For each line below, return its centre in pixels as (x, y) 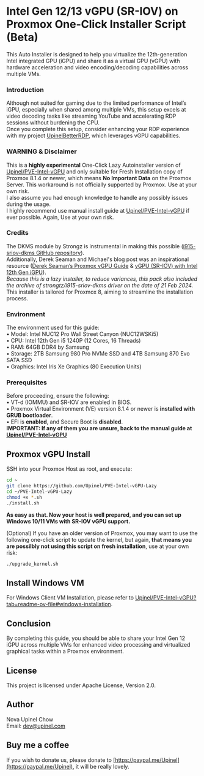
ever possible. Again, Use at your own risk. (60, 217)
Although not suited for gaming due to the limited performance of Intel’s (97, 103)
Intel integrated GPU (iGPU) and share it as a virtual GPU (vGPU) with (93, 61)
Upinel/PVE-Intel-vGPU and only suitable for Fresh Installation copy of (95, 171)
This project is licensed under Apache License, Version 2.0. (81, 685)
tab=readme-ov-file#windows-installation (59, 604)
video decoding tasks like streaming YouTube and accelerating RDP (91, 116)
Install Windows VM (45, 583)
